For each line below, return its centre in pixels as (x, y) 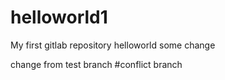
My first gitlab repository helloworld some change (113, 45)
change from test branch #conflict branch (96, 64)
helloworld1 (59, 17)
